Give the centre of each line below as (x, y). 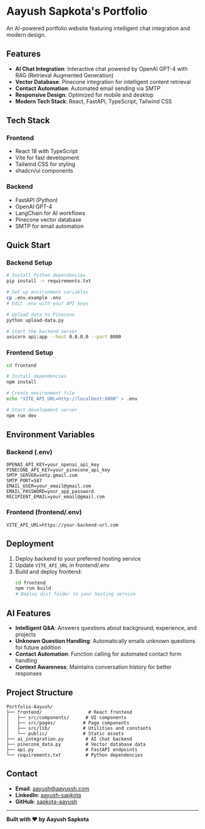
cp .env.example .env (34, 298)
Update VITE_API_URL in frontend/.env (62, 565)
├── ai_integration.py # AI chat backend (69, 739)
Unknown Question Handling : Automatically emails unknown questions (105, 640)
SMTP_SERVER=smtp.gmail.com (42, 476)
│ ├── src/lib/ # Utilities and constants (79, 728)
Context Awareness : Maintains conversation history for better (93, 667)
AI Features (29, 613)
